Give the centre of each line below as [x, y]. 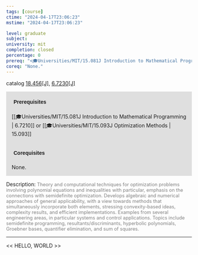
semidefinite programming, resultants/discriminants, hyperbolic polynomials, [91, 223]
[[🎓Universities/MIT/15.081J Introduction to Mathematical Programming [99, 117]
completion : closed [30, 50]
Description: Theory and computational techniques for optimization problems [93, 184]
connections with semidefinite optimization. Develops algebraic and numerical [93, 196]
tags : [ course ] [25, 12]
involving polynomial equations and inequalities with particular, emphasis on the [95, 190]
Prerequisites [30, 102]
